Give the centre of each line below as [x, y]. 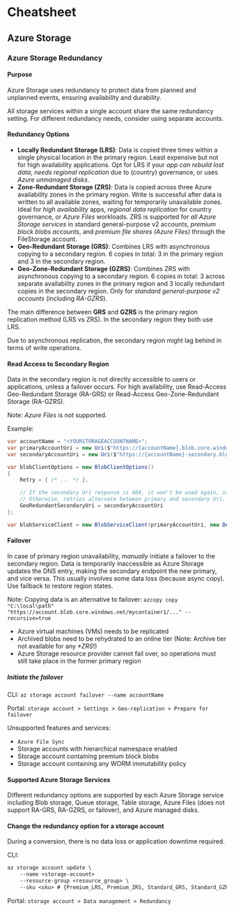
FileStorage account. [47, 239]
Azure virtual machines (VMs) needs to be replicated [93, 631]
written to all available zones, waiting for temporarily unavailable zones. [120, 202]
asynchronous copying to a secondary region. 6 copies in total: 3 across [121, 276]
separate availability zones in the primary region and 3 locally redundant [121, 283]
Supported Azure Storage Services [59, 779]
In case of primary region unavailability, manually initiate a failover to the [111, 556]
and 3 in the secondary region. [61, 261]
